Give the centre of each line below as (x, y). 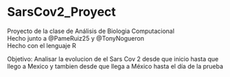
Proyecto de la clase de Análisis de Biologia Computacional (91, 31)
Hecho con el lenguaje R (42, 45)
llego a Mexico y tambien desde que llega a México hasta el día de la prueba (115, 66)
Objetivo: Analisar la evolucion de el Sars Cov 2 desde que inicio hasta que (113, 58)
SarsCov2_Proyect (62, 12)
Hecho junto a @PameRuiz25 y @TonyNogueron (76, 38)
